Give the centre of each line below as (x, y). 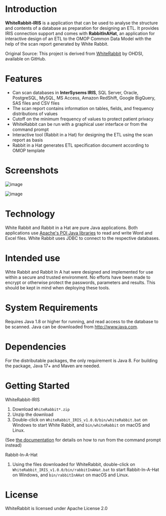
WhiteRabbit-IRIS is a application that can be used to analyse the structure (82, 23)
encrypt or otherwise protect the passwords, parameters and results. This (80, 282)
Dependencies (36, 347)
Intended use (33, 258)
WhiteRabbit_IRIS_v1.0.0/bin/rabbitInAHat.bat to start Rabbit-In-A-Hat (85, 469)
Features (24, 79)
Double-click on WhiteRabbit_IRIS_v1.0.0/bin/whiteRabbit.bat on (80, 419)
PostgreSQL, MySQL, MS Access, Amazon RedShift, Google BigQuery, (84, 98)
